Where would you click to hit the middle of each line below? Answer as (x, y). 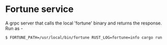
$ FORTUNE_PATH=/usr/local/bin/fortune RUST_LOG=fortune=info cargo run (84, 37)
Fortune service (39, 9)
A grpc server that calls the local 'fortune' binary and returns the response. (84, 23)
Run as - (14, 28)
